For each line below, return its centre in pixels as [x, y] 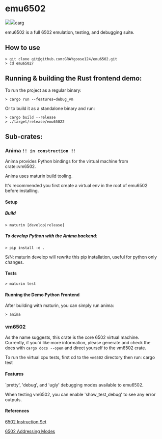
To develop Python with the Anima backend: [51, 236]
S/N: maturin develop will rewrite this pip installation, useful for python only [81, 257]
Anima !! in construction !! [40, 150]
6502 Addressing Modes [30, 431]
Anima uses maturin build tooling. [39, 176]
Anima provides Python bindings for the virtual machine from [67, 161]
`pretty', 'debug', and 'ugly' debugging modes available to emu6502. [74, 385]
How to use [23, 48]
